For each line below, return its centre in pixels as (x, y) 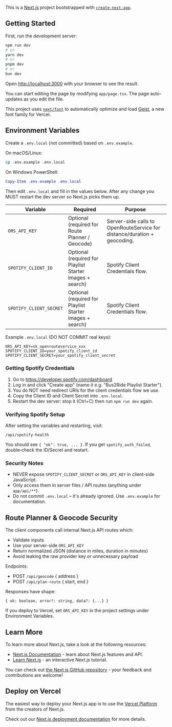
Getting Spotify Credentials (40, 368)
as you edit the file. (44, 99)
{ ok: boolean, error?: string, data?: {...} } (57, 601)
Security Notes (24, 463)
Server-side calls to (131, 221)
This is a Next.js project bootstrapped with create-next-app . (69, 7)
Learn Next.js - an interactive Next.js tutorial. (60, 660)
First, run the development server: (41, 36)
